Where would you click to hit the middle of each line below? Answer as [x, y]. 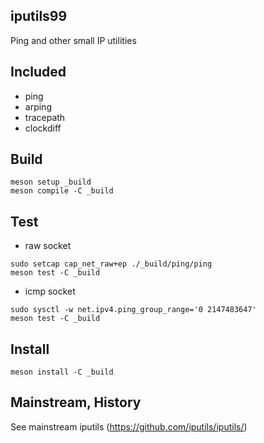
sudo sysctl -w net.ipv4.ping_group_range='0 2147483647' [133, 310]
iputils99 [39, 16]
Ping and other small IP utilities [73, 40]
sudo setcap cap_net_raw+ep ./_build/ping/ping [111, 264]
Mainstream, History [76, 402]
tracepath [45, 117]
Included [38, 72]
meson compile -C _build [62, 191]
